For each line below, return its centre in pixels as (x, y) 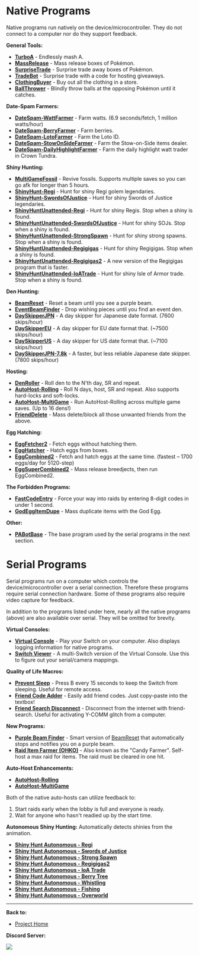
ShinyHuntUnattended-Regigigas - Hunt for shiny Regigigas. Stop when (104, 248)
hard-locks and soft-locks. (47, 395)
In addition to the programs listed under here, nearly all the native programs (98, 612)
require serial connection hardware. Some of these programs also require (96, 594)
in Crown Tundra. (36, 155)
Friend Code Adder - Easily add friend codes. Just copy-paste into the (101, 695)
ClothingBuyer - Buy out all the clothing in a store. (76, 82)
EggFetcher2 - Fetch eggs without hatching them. (76, 444)
